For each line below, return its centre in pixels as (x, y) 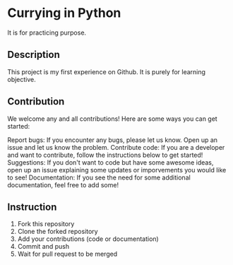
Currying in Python (64, 13)
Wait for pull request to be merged (67, 254)
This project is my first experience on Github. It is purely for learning (107, 71)
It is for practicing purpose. (47, 33)
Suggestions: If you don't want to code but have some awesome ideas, (110, 162)
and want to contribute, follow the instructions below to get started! (105, 155)
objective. (22, 79)
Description (34, 55)
